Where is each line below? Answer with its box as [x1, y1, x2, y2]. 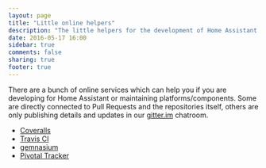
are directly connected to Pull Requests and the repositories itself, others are [8, 101, 259, 111]
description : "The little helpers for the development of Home [8, 26, 222, 34]
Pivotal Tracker [19, 151, 70, 160]
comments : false [8, 48, 62, 56]
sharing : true [8, 56, 56, 64]
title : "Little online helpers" [8, 19, 115, 27]
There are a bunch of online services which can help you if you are [8, 85, 227, 94]
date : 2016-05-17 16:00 [8, 33, 87, 42]
